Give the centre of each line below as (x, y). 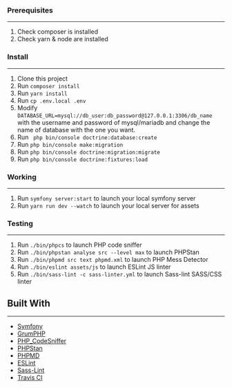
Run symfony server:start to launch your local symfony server (106, 198)
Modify (27, 108)
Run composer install (48, 85)
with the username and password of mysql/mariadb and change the (114, 122)
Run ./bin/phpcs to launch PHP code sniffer (79, 245)
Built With (29, 303)
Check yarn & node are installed (62, 39)
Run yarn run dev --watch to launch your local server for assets (108, 205)
